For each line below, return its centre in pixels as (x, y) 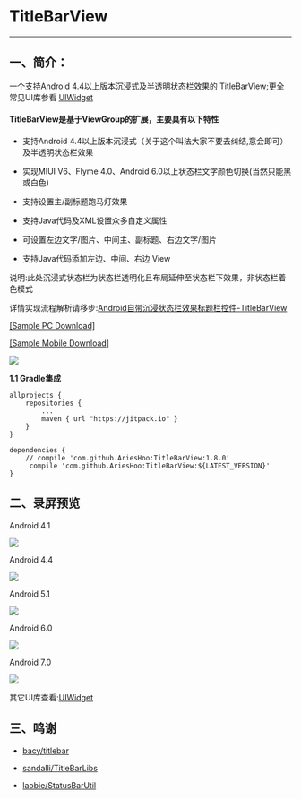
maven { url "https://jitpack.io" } (110, 418)
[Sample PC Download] (52, 325)
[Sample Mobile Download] (60, 343)
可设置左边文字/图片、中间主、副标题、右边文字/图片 (119, 239)
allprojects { (36, 395)
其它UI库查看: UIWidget (52, 697)
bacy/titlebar (46, 751)
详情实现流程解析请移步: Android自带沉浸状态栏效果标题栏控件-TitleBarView (148, 307)
